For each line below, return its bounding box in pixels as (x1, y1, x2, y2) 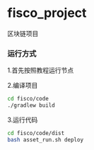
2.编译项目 (7, 81, 38, 90)
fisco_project (7, 5, 87, 21)
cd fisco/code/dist (7, 129, 65, 137)
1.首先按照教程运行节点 (7, 66, 74, 75)
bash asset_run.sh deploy (7, 136, 83, 143)
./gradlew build (7, 102, 55, 109)
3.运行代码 (7, 115, 38, 124)
